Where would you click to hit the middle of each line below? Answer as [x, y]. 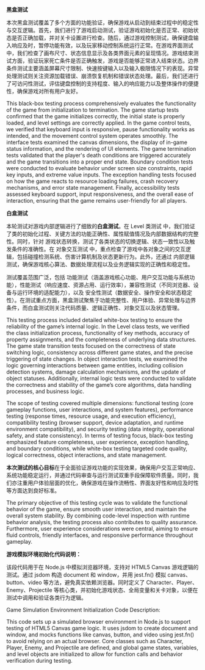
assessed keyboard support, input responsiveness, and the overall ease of [100, 194]
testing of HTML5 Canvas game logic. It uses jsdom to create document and [102, 628]
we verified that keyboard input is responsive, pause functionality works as [101, 129]
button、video [24, 582]
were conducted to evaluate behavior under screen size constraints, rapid [99, 168]
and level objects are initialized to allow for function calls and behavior [95, 654]
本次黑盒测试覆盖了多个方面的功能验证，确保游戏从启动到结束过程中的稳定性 [103, 23]
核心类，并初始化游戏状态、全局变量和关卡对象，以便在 [128, 590]
